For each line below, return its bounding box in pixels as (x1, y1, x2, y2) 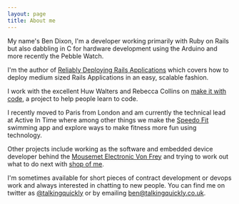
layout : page (7, 10, 46, 18)
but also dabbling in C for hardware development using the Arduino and (7, 44, 218, 53)
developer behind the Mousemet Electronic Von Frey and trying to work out (7, 152, 229, 161)
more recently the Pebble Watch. (7, 51, 104, 60)
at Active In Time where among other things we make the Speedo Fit (7, 115, 209, 124)
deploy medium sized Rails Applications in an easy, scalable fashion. (7, 73, 209, 82)
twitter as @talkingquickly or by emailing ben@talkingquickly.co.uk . (7, 188, 206, 197)
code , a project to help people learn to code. (7, 94, 138, 103)
